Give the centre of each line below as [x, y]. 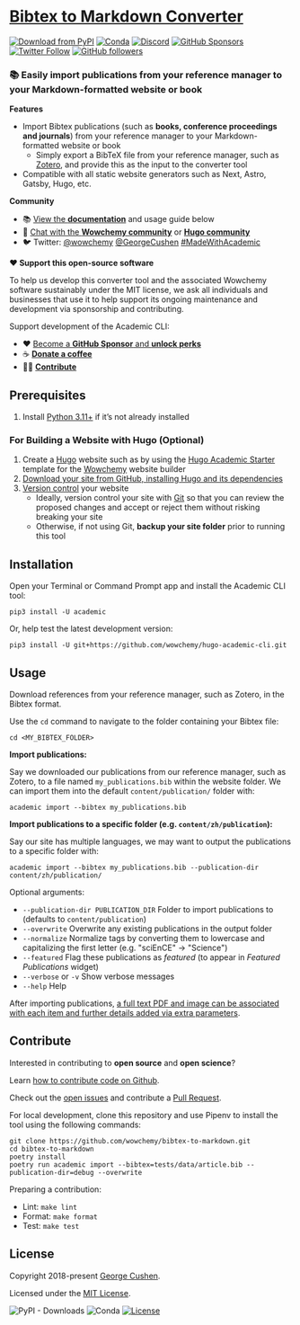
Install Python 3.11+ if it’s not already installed [106, 417]
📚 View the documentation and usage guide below [118, 219]
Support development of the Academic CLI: [89, 326]
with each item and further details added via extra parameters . [125, 1012]
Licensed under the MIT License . [70, 1293]
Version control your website [75, 488]
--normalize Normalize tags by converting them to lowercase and [143, 938]
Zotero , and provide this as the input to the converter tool [141, 165]
